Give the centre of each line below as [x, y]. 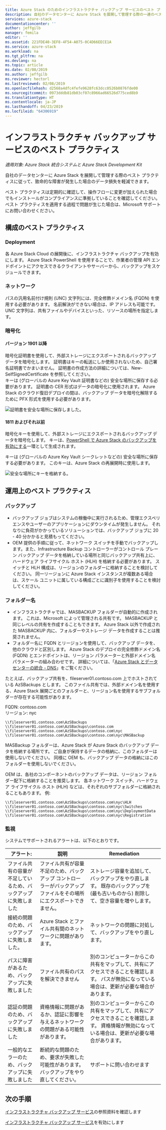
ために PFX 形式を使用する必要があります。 [49, 399]
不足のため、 [55, 871]
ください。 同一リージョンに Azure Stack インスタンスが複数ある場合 [83, 574]
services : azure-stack [28, 19]
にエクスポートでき [62, 901]
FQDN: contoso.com [26, 707]
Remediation [124, 854]
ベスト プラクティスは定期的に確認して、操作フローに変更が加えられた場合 [81, 192]
